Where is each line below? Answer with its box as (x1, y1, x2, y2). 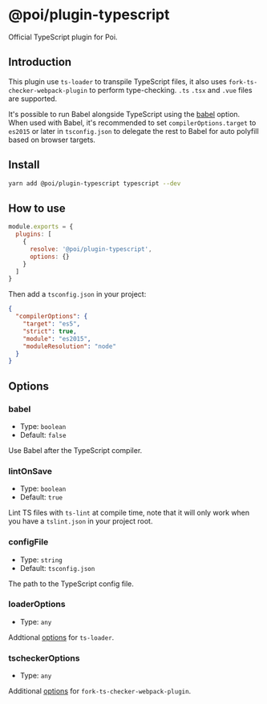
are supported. (8, 94, 58, 103)
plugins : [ (15, 230, 52, 238)
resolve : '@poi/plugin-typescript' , (29, 245, 152, 253)
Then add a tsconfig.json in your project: (8, 289, 147, 299)
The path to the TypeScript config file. (8, 579, 135, 589)
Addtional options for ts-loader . (8, 632, 115, 642)
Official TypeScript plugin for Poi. (8, 32, 118, 42)
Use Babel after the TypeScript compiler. (8, 445, 143, 455)
